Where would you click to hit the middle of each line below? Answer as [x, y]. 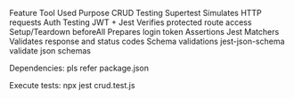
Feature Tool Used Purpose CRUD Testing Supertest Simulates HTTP [136, 13]
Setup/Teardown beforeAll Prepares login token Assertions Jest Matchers [144, 32]
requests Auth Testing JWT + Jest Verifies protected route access [131, 22]
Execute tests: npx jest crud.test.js [72, 85]
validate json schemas [50, 51]
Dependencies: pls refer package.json [79, 68]
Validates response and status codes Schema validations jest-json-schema [147, 41]
